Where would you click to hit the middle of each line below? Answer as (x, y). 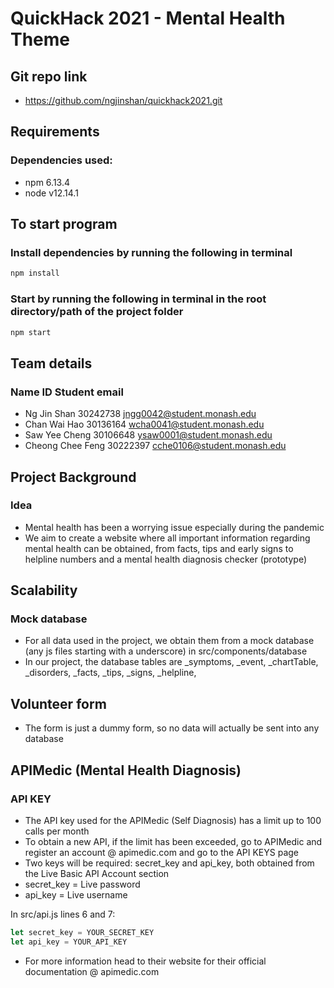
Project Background (73, 477)
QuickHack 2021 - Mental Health (148, 18)
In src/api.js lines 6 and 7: (63, 914)
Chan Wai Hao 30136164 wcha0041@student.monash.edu (144, 424)
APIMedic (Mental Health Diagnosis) (126, 770)
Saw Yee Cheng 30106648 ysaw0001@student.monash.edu (148, 435)
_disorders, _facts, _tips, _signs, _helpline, (110, 673)
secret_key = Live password (82, 884)
